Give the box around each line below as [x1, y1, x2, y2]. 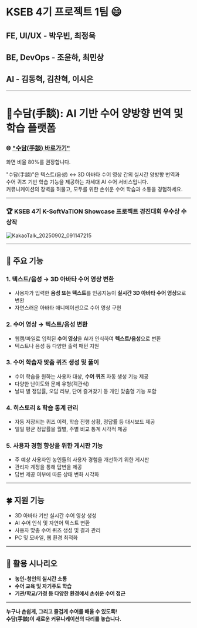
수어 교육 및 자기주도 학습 [14, 583, 72, 590]
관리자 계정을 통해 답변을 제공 [14, 463, 82, 471]
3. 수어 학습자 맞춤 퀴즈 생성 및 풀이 [6, 358, 100, 367]
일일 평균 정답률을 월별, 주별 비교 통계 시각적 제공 [14, 426, 127, 433]
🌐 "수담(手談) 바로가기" [6, 144, 70, 152]
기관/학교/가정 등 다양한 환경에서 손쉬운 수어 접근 [14, 590, 126, 597]
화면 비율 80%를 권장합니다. [6, 158, 71, 165]
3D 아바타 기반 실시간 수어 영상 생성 [14, 512, 97, 519]
